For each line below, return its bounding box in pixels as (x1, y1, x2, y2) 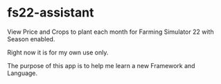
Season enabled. (7, 34, 55, 43)
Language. (7, 69, 38, 77)
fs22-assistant (7, 5, 94, 21)
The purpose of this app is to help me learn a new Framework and (7, 61, 195, 70)
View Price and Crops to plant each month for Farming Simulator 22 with (7, 28, 214, 36)
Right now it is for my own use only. (7, 48, 109, 56)
